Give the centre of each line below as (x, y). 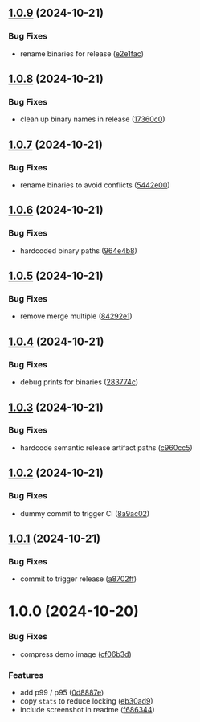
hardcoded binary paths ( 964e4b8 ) (79, 250)
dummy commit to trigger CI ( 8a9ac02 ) (85, 513)
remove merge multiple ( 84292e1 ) (76, 316)
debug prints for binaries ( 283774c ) (79, 382)
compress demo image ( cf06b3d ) (76, 654)
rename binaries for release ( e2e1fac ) (82, 53)
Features (26, 675)
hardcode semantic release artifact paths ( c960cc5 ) (106, 447)
